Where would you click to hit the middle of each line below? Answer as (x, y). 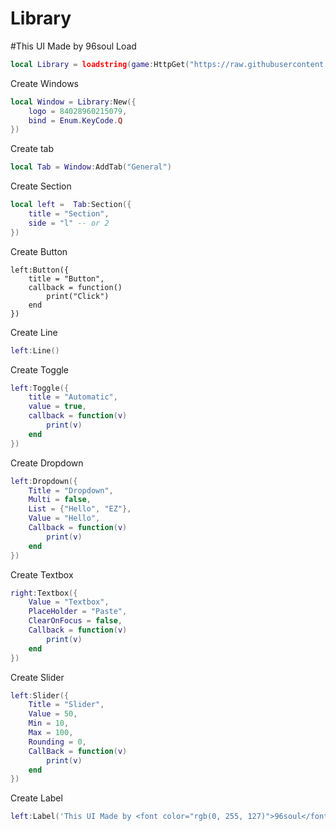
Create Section (41, 186)
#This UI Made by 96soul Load (73, 46)
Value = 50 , (53, 714)
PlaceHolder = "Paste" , (78, 612)
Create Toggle (40, 369)
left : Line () (35, 350)
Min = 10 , (49, 723)
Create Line (34, 332)
